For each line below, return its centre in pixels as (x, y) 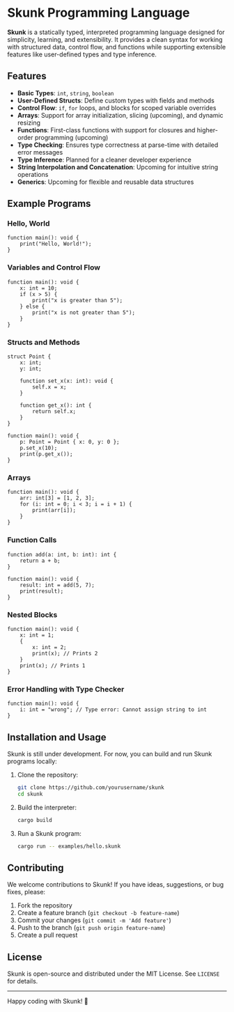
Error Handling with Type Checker (66, 689)
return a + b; (40, 561)
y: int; (31, 369)
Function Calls (32, 540)
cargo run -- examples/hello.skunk (69, 846)
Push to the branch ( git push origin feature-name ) (91, 928)
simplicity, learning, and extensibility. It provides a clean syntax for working (115, 39)
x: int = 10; (39, 288)
